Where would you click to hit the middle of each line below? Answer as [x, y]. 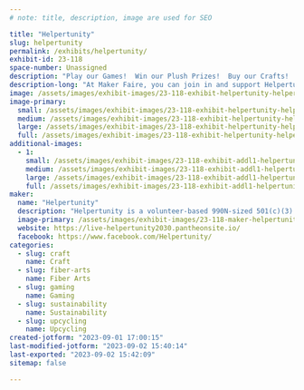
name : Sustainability [66, 312]
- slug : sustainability [62, 304]
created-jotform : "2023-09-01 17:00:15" [87, 338]
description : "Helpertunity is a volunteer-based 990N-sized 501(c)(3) [156, 211]
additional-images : [46, 144]
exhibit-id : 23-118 [46, 60]
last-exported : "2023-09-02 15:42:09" [82, 355]
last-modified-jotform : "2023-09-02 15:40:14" [99, 346]
